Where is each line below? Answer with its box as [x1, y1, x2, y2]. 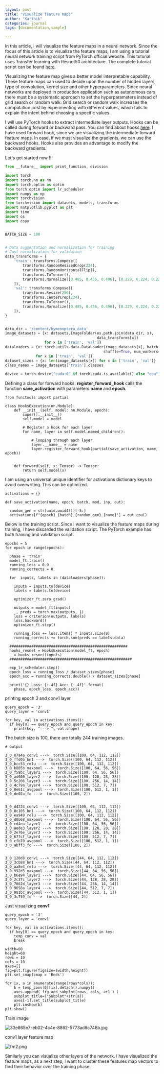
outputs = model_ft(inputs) [14, 605, 71, 610]
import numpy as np [5, 191, 45, 196]
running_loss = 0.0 [9, 563, 49, 568]
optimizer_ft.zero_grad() [14, 597, 67, 602]
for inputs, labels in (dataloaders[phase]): [9, 575, 106, 580]
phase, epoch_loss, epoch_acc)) [14, 687, 80, 692]
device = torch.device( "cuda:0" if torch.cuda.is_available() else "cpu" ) [5, 372, 161, 377]
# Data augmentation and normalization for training [5, 245, 115, 250]
